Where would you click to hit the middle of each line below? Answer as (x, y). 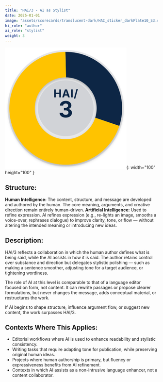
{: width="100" (141, 167)
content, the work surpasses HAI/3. (41, 312)
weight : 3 (15, 36)
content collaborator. (33, 375)
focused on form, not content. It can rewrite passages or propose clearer (78, 287)
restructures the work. (27, 298)
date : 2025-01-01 (23, 15)
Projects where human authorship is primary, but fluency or (71, 360)
